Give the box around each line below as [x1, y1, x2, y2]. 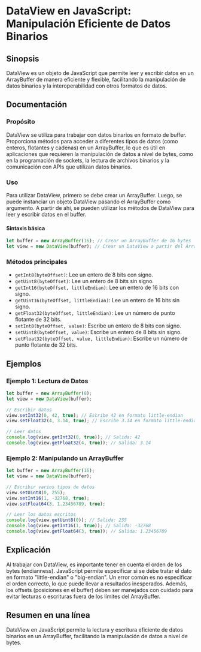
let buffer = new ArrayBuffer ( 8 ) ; [6, 390, 93, 396]
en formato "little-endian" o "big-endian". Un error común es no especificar [6, 573, 193, 581]
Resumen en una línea [6, 610, 90, 620]
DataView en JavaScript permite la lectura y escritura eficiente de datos [6, 626, 184, 633]
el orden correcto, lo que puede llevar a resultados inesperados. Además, [6, 580, 188, 587]
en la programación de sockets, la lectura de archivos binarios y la [6, 157, 170, 164]
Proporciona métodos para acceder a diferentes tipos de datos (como [6, 137, 178, 145]
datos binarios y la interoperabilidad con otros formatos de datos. [6, 82, 167, 89]
